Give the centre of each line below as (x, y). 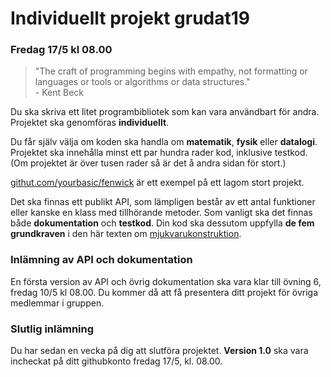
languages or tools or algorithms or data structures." (142, 82)
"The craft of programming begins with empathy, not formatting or (171, 71)
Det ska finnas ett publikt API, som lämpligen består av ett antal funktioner (163, 202)
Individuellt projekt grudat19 (130, 18)
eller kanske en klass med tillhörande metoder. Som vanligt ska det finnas (161, 213)
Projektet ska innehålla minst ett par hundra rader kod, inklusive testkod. (159, 153)
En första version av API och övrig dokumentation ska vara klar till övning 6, (166, 281)
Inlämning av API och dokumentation (101, 260)
